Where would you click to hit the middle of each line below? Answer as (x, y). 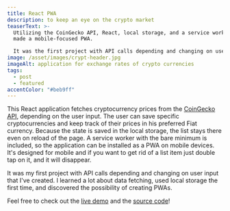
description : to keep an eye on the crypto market (81, 20)
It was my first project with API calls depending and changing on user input (113, 173)
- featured (29, 83)
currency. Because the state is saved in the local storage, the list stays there (115, 131)
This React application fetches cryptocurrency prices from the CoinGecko (111, 109)
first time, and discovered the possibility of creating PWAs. (90, 188)
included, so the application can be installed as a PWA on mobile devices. (111, 145)
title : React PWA (32, 13)
